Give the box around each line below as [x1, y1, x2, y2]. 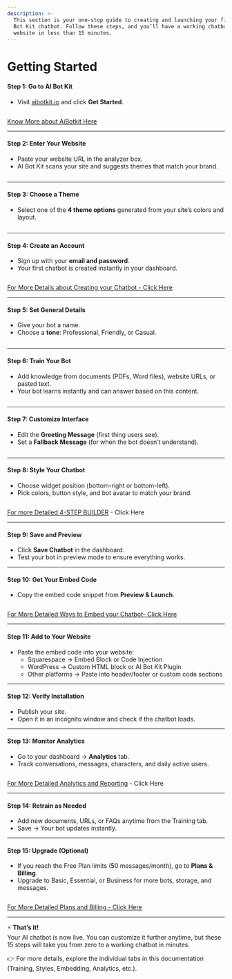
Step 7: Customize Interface [7, 415, 89, 423]
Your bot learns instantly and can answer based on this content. [17, 387, 199, 395]
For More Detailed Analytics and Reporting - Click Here [7, 779, 164, 788]
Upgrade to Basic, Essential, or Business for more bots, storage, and [17, 876, 212, 884]
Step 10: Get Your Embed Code [7, 575, 97, 583]
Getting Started [7, 59, 98, 75]
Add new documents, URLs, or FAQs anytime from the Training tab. [17, 817, 209, 825]
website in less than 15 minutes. [13, 29, 113, 37]
